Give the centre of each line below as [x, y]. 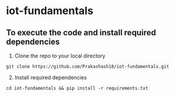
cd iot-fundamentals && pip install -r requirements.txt [77, 88]
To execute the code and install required [81, 33]
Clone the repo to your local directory [60, 56]
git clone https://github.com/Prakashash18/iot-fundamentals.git [87, 66]
